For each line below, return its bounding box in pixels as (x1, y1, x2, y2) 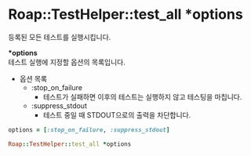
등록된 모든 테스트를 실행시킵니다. (8, 32, 111, 42)
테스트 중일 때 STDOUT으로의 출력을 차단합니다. (42, 110, 191, 119)
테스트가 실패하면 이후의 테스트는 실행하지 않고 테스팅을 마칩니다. (42, 92, 242, 101)
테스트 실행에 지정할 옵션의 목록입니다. (8, 57, 125, 67)
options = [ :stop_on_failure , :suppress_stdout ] (8, 125, 170, 134)
